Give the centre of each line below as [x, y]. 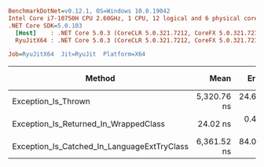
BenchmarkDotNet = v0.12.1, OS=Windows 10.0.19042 [89, 11]
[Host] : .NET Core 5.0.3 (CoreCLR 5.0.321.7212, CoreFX [115, 33]
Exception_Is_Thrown [51, 101]
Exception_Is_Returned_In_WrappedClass [89, 124]
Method [100, 78]
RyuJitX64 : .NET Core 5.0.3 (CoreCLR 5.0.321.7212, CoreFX [115, 40]
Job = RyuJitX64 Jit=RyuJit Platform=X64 [77, 54]
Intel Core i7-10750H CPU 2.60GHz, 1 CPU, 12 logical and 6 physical [125, 18]
